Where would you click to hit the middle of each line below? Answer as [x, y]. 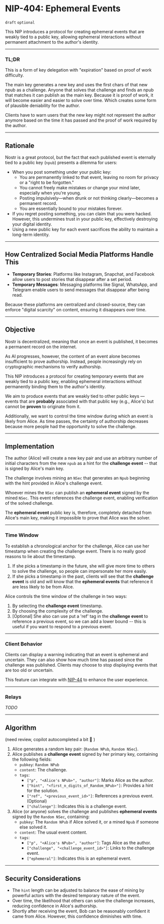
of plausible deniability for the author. [43, 105]
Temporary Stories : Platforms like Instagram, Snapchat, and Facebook [83, 274]
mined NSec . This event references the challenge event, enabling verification [82, 498]
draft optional [20, 23]
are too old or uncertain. [29, 670]
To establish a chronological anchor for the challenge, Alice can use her [77, 546]
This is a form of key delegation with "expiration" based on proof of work [78, 70]
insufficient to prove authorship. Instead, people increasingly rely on [73, 361]
